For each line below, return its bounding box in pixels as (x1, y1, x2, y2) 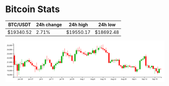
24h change (36, 22, 62, 28)
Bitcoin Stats (5, 4, 60, 15)
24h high (68, 22, 89, 28)
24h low (98, 22, 116, 28)
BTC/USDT (8, 22, 31, 28)
